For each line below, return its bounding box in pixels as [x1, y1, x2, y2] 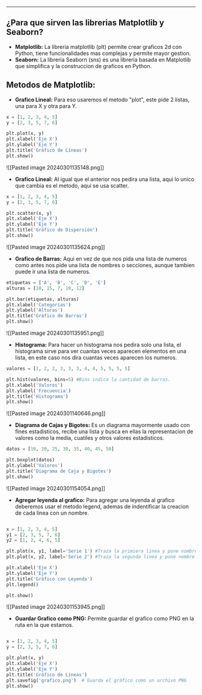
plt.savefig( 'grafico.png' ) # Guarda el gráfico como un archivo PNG [6, 677, 187, 684]
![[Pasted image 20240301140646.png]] [6, 410, 106, 417]
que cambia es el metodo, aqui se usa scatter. [14, 182, 129, 189]
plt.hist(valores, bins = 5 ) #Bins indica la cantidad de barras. [6, 376, 171, 382]
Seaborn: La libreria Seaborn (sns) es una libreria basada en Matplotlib [14, 56, 191, 63]
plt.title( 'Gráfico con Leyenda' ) [6, 576, 93, 582]
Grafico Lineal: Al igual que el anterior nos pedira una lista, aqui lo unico [14, 176, 194, 183]
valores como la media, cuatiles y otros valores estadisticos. [14, 434, 164, 442]
